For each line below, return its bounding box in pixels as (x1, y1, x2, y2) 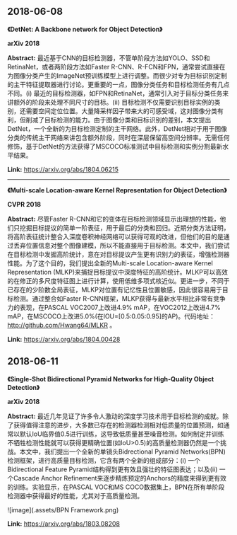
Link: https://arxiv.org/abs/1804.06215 (7, 165, 119, 173)
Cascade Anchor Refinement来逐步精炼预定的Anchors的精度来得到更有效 (13, 473, 227, 482)
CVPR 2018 (7, 200, 41, 208)
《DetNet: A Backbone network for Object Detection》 (7, 25, 163, 33)
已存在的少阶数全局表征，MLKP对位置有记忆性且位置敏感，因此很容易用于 (7, 285, 222, 294)
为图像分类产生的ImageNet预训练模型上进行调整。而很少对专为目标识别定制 (7, 71, 227, 80)
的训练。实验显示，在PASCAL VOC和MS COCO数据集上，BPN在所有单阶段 (7, 483, 225, 491)
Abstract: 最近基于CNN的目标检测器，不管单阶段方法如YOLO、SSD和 (7, 53, 210, 62)
